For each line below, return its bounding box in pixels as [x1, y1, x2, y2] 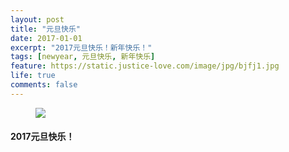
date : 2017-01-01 [10, 33, 83, 43]
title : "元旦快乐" [10, 24, 82, 34]
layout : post [10, 14, 65, 25]
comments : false [10, 80, 78, 90]
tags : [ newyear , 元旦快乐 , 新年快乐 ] [10, 52, 156, 62]
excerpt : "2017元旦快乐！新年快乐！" [10, 42, 153, 53]
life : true [10, 71, 56, 81]
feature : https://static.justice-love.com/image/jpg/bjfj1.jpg [10, 61, 280, 71]
